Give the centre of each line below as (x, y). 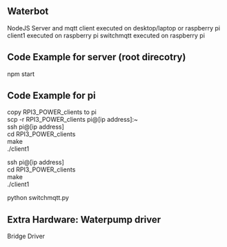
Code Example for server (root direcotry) (97, 57)
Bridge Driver (26, 236)
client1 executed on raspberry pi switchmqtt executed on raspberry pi (106, 35)
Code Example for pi (52, 96)
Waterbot (28, 11)
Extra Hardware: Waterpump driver (84, 220)
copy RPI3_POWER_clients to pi (52, 112)
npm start (21, 74)
